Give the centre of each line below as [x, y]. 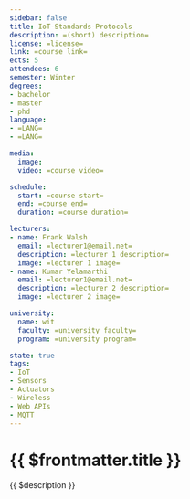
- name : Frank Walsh [49, 238]
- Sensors [28, 381]
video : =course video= [61, 170]
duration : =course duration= [73, 212]
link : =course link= [49, 52]
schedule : [28, 187]
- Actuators [32, 389]
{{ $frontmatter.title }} [95, 460]
